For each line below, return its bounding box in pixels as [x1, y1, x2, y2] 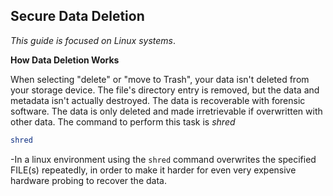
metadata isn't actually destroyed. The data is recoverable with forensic [10, 94, 306, 106]
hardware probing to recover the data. [10, 174, 167, 186]
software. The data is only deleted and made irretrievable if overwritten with [10, 105, 323, 117]
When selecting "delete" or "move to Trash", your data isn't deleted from [10, 73, 310, 85]
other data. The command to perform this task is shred [10, 115, 236, 128]
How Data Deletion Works [10, 54, 120, 66]
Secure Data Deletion [10, 8, 145, 25]
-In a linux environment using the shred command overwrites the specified [10, 153, 317, 165]
